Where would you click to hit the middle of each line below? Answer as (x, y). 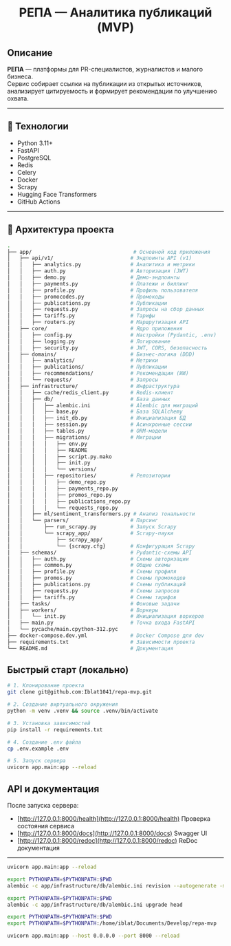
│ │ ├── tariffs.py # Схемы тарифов (92, 597)
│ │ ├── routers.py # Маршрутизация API (98, 322)
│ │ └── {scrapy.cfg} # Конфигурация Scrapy (101, 546)
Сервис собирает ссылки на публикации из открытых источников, (105, 84)
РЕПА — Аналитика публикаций (115, 13)
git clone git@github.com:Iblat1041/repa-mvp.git (80, 692)
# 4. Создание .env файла (44, 742)
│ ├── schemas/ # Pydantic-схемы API (100, 552)
